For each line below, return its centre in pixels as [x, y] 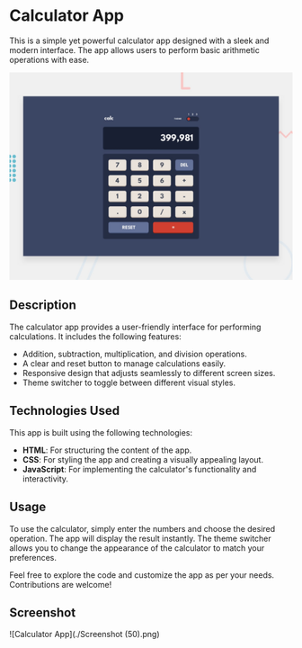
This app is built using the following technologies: [101, 432]
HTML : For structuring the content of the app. [107, 450]
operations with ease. [49, 59]
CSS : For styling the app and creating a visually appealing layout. [142, 459]
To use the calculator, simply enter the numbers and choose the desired [142, 528]
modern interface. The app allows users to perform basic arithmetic [135, 49]
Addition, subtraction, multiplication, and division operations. [134, 354]
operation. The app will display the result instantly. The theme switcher [140, 538]
